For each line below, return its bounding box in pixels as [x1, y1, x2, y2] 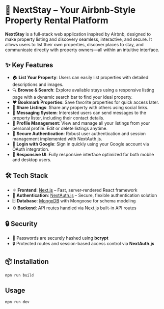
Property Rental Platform [5, 15, 109, 26]
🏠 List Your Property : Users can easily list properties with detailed [12, 74, 149, 80]
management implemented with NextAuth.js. [12, 136, 102, 141]
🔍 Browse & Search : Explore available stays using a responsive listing [12, 87, 155, 93]
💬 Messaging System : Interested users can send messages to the [12, 110, 146, 115]
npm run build [5, 273, 34, 278]
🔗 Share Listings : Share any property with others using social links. [12, 104, 149, 110]
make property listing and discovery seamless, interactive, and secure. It [5, 36, 152, 42]
